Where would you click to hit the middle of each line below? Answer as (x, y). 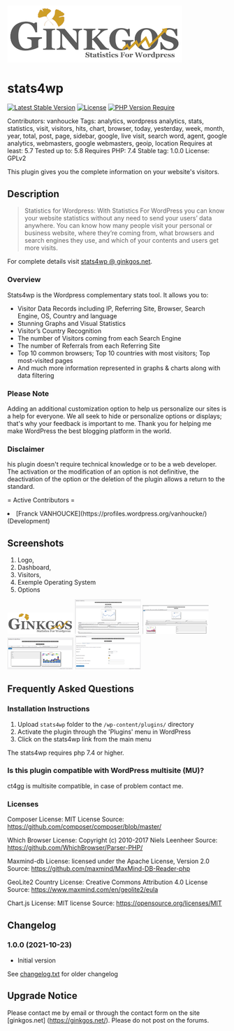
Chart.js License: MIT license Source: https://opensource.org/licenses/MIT (115, 903)
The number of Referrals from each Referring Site (89, 346)
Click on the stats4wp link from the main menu (84, 739)
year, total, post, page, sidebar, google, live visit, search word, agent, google (117, 136)
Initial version (36, 960)
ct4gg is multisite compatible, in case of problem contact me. (95, 785)
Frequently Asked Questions (71, 689)
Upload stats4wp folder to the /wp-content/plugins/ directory (105, 724)
